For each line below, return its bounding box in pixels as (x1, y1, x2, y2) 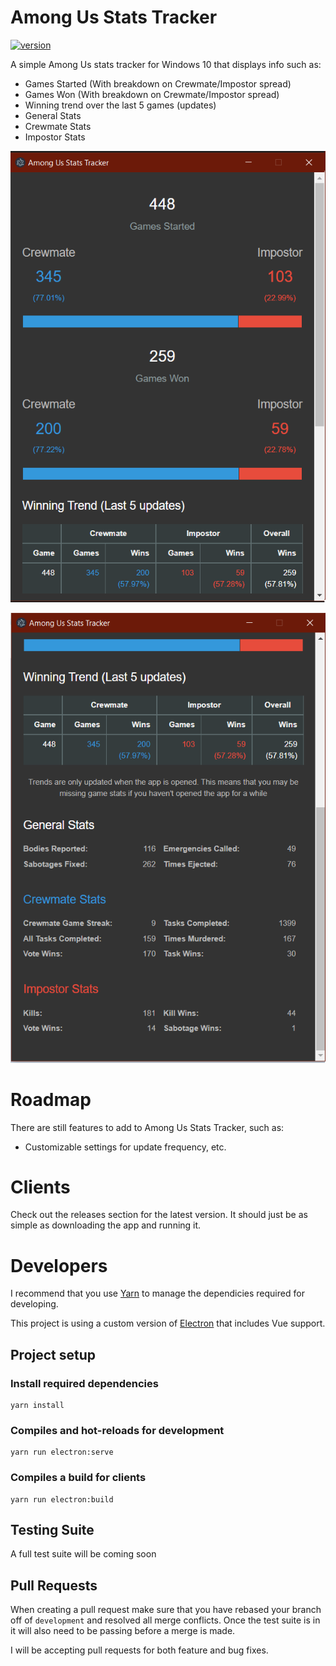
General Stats (24, 109, 82, 121)
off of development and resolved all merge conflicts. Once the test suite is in (10, 1614, 321, 1626)
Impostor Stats (24, 131, 86, 143)
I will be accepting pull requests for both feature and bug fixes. (10, 1644, 269, 1656)
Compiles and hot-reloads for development (10, 1424, 225, 1437)
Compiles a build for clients (10, 1471, 147, 1485)
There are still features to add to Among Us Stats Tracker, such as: (10, 1121, 285, 1133)
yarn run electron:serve (10, 1447, 114, 1458)
